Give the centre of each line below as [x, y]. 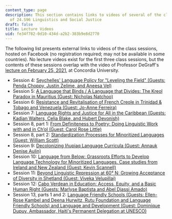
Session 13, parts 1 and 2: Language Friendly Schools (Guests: [78, 195]
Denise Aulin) [27, 151]
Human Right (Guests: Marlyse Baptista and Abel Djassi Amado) [80, 189]
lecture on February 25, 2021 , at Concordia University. [62, 70]
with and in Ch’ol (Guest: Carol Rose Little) [57, 129]
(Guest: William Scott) [36, 140]
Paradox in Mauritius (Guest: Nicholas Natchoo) [63, 96]
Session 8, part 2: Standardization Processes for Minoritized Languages [89, 135]
